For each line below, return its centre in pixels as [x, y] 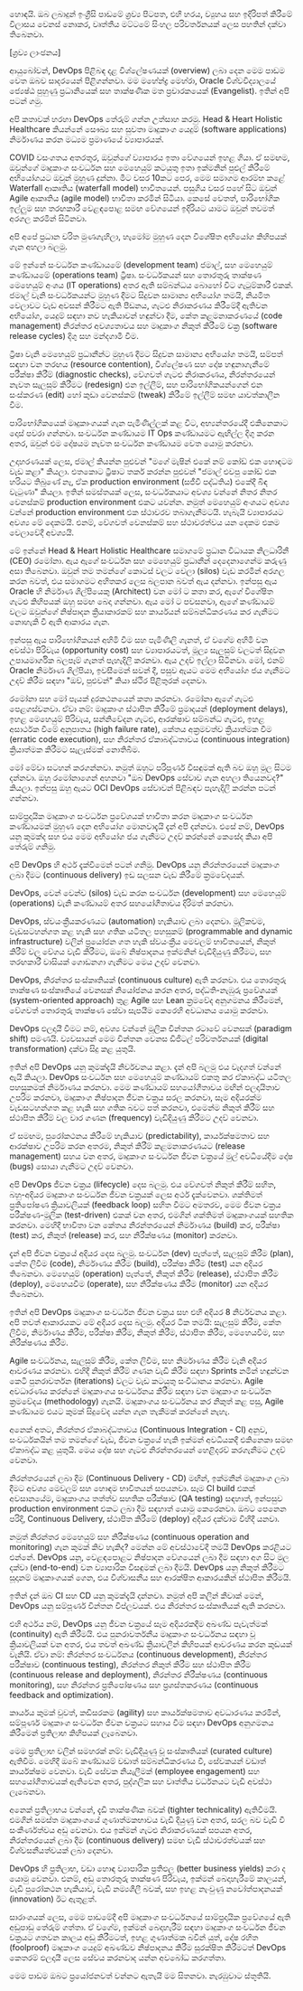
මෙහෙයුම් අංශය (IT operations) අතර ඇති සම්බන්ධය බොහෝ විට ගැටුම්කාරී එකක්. [151, 285]
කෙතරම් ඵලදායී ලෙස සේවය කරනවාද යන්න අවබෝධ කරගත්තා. [118, 1958]
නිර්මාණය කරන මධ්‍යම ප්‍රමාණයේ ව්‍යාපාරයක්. [87, 139]
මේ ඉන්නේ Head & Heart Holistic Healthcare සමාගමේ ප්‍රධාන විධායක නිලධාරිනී [149, 550]
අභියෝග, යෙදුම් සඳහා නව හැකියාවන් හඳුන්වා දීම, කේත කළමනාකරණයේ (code [146, 315]
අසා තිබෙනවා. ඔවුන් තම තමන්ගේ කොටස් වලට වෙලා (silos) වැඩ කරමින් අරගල [147, 571]
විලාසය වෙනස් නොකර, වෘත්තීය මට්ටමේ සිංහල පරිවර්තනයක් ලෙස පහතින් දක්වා [148, 24]
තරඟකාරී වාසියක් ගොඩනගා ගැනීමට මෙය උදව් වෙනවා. [105, 962]
